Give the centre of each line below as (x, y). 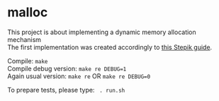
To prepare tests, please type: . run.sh (66, 90)
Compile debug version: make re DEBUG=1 (67, 68)
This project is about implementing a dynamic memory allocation (102, 32)
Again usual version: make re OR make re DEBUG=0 (79, 76)
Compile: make (28, 60)
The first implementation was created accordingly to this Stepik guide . (110, 47)
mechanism (24, 39)
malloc (28, 12)
